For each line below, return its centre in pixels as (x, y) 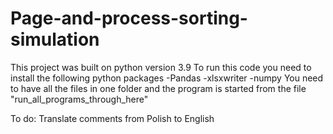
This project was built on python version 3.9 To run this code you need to (161, 67)
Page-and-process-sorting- (129, 18)
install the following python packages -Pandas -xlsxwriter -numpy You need (167, 78)
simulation (55, 39)
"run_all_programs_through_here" (79, 99)
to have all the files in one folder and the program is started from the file (158, 88)
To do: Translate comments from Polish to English (112, 118)
